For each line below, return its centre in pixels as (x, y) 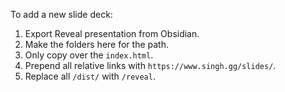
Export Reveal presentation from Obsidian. (112, 33)
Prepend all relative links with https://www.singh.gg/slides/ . (150, 65)
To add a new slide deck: (61, 14)
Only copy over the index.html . (89, 55)
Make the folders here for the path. (96, 44)
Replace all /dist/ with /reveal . (90, 76)
